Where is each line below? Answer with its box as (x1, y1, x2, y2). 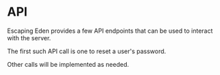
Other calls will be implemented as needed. (7, 60, 129, 68)
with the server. (7, 33, 51, 42)
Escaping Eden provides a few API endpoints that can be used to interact (7, 27, 213, 35)
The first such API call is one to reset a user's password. (7, 47, 167, 55)
